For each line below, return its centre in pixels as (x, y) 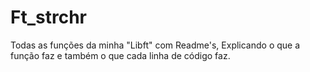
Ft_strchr (48, 17)
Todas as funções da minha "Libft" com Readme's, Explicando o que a (155, 45)
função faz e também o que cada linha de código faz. (120, 55)
